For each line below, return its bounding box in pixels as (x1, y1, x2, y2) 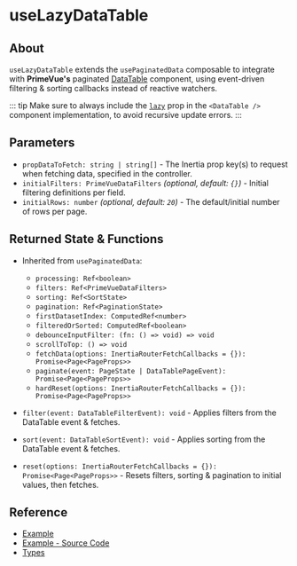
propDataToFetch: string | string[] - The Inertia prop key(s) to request (21, 159, 288, 169)
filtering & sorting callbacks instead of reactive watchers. (9, 83, 218, 93)
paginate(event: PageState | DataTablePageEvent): (35, 366, 227, 375)
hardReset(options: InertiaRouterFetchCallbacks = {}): (35, 383, 246, 393)
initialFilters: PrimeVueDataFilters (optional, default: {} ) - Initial (21, 177, 269, 188)
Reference (9, 505, 68, 520)
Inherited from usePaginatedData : (21, 255, 143, 266)
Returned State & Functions (9, 232, 164, 247)
